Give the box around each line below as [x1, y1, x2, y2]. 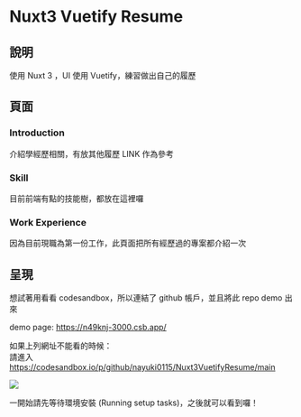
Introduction [9, 126, 65, 139]
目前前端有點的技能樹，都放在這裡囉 [9, 192, 144, 204]
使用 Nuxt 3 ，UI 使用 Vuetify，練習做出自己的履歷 [9, 70, 196, 80]
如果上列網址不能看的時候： [9, 340, 113, 351]
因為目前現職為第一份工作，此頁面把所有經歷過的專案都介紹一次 [9, 237, 246, 249]
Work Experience [9, 216, 87, 228]
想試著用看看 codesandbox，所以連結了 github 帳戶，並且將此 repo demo [9, 292, 283, 303]
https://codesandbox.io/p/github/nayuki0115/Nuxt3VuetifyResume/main [9, 362, 277, 373]
